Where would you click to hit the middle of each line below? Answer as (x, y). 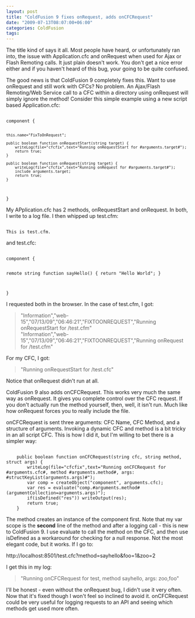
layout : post (22, 11)
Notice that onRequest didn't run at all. (53, 381)
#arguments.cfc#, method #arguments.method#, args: (70, 472)
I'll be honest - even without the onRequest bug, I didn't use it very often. (94, 590)
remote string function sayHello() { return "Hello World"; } (83, 273)
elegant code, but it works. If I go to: (50, 544)
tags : (13, 33)
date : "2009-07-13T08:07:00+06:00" (49, 22)
